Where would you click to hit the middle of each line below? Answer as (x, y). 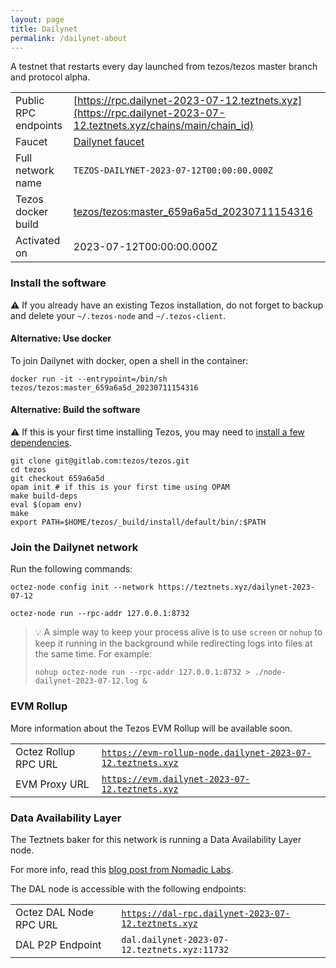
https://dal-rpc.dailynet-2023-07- (206, 913)
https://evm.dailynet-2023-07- (176, 779)
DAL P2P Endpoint (58, 944)
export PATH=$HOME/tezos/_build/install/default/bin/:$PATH (138, 522)
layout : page (37, 19)
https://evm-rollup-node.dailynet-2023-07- (206, 752)
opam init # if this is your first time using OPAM (120, 487)
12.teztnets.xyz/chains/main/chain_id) (163, 126)
